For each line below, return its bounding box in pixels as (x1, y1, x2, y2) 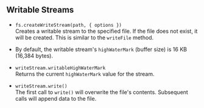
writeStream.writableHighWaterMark (15, 65, 106, 71)
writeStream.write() (15, 83, 68, 89)
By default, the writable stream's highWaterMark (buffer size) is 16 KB (15, 46, 188, 53)
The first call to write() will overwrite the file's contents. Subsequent (15, 88, 189, 96)
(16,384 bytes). (15, 52, 54, 59)
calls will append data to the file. (15, 95, 97, 102)
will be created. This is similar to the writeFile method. (15, 33, 154, 41)
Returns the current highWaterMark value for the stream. (15, 70, 155, 78)
